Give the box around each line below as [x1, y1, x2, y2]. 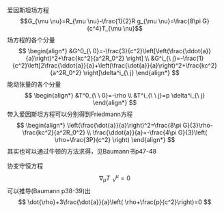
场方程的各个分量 [7, 36, 55, 44]
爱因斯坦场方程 [7, 6, 49, 14]
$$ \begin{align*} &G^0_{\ [18, 47, 92, 55]
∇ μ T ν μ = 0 [98, 173, 131, 184]
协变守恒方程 [7, 162, 43, 169]
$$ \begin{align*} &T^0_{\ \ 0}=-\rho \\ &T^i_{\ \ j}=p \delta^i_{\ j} [24, 91, 206, 99]
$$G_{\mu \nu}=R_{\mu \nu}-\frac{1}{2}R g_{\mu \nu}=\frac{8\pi [20, 17, 201, 25]
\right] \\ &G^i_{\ [126, 54, 171, 62]
